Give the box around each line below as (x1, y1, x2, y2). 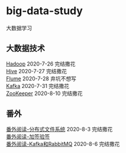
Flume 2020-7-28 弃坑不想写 (6, 75, 77, 82)
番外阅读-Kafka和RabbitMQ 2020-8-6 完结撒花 (6, 140, 120, 147)
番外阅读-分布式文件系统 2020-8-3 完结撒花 (6, 125, 113, 132)
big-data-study (6, 4, 83, 18)
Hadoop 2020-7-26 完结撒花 (6, 60, 76, 67)
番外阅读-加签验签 (6, 133, 50, 140)
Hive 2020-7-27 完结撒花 (6, 67, 67, 74)
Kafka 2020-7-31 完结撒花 (6, 82, 69, 89)
